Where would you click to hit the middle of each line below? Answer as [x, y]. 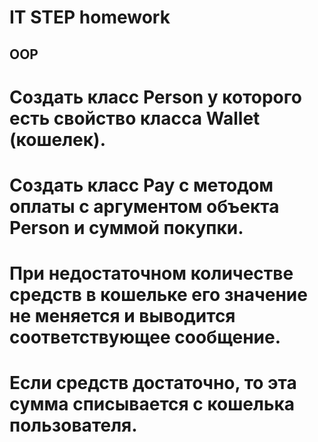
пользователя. [73, 425]
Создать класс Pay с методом [141, 185]
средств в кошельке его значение [158, 295]
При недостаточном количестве [151, 273]
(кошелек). [57, 139]
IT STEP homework [90, 17]
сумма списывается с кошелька [152, 404]
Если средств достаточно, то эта [153, 383]
